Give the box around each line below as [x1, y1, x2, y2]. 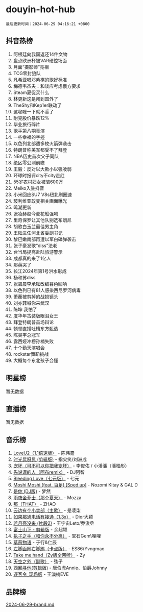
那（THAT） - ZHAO [13, 501, 56, 507]
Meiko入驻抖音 [13, 185, 44, 191]
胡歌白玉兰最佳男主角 [13, 223, 58, 229]
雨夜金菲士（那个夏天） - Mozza [13, 495, 82, 501]
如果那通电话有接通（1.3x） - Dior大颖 [13, 514, 93, 520]
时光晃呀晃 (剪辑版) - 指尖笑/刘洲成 [13, 456, 87, 462]
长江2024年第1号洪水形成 [13, 268, 67, 274]
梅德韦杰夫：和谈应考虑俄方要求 [13, 83, 81, 89]
